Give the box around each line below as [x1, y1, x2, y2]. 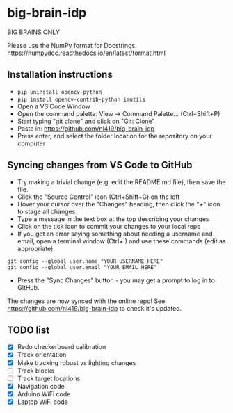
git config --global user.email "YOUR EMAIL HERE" [7, 264, 157, 270]
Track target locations [17, 374, 81, 382]
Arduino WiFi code [17, 389, 71, 398]
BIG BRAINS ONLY [7, 28, 61, 36]
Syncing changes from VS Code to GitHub [7, 159, 193, 171]
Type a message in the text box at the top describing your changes [17, 214, 209, 223]
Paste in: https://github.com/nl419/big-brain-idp [17, 124, 155, 133]
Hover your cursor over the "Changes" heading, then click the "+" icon [17, 200, 220, 208]
